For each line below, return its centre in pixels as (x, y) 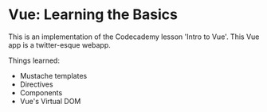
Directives (36, 84)
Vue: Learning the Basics (93, 15)
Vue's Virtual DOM (50, 101)
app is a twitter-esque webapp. (60, 44)
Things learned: (34, 60)
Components (41, 92)
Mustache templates (53, 75)
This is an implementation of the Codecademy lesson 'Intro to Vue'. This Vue (134, 37)
